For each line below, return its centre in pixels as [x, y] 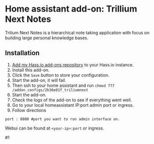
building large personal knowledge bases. [47, 38]
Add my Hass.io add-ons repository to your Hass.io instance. [73, 64]
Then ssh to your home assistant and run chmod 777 [63, 85]
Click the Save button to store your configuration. [61, 75]
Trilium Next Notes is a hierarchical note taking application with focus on [77, 32]
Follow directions [29, 110]
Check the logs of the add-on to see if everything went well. [72, 100]
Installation [22, 53]
